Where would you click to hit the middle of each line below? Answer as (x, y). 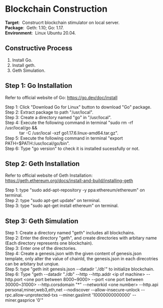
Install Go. (22, 60)
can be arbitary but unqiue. (32, 264)
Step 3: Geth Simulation (42, 221)
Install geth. (24, 65)
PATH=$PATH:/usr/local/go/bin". (37, 143)
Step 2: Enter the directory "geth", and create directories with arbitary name (81, 238)
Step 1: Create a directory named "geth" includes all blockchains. (70, 233)
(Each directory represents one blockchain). (49, 243)
